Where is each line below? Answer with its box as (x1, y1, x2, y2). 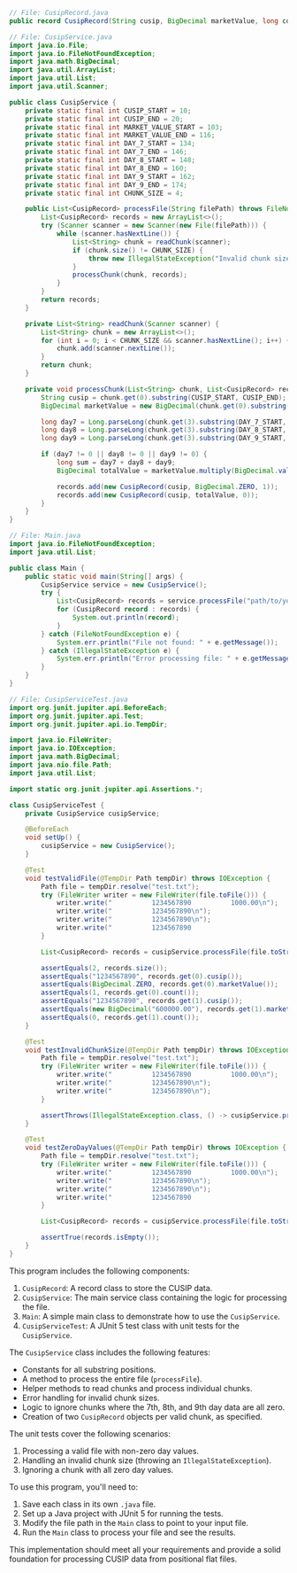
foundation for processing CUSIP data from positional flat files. (9, 1554, 238, 1564)
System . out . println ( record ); (72, 613, 179, 622)
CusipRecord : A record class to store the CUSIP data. (21, 1282, 213, 1293)
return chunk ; (41, 361, 93, 370)
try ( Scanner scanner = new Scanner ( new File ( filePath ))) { (41, 222, 267, 230)
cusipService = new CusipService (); (41, 842, 176, 851)
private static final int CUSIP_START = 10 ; (25, 106, 192, 115)
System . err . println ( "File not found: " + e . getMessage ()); (56, 638, 278, 647)
